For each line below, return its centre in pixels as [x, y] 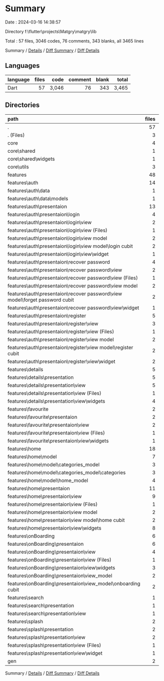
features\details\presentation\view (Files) [54, 393]
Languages [22, 66]
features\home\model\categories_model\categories [67, 473]
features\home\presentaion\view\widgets [54, 528]
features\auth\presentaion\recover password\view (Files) [73, 278]
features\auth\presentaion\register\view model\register [70, 347]
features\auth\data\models [38, 198]
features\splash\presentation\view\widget [55, 653]
